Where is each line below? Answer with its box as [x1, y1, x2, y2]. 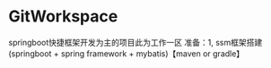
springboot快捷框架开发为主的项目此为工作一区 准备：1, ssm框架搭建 [8, 37, 263, 47]
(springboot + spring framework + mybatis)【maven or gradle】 [8, 47, 245, 59]
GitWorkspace [8, 6, 118, 27]
